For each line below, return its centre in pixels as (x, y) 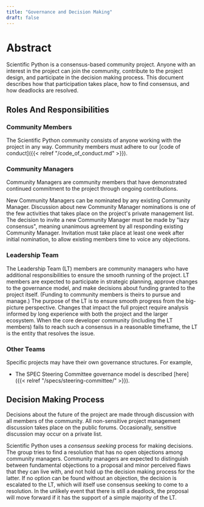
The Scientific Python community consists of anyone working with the (94, 140)
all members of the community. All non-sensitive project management (93, 420)
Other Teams (26, 349)
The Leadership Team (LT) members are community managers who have (97, 268)
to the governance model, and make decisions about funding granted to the (101, 288)
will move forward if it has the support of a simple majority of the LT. (92, 497)
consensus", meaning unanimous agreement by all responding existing (95, 227)
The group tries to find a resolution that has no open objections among (95, 452)
